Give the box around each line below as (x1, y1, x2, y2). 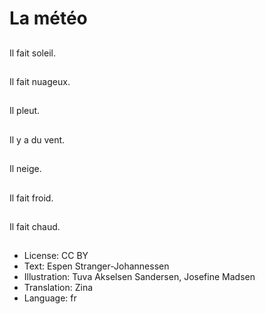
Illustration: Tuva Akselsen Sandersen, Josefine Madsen (23, 271, 256, 283)
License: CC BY (23, 250, 89, 262)
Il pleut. (9, 105, 41, 117)
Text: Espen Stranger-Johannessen (23, 260, 170, 272)
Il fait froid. (9, 192, 54, 204)
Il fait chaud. (9, 220, 61, 232)
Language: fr (23, 292, 77, 304)
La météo (9, 7, 88, 30)
